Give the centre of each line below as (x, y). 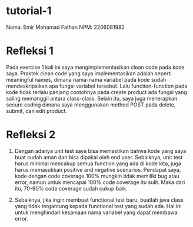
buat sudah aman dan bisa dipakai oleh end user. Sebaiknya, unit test (99, 157)
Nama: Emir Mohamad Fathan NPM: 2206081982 (66, 27)
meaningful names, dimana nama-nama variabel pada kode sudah (86, 79)
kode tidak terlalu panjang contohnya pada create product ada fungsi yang (96, 92)
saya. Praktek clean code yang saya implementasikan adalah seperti (89, 73)
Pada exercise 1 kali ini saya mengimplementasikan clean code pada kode (96, 67)
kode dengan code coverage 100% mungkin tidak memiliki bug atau (97, 176)
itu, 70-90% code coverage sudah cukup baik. (71, 188)
